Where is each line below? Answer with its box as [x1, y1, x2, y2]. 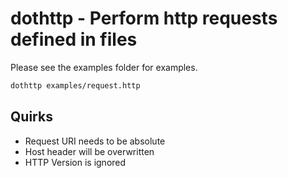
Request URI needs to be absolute [24, 135, 166, 147]
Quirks [10, 108, 53, 126]
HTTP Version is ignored [24, 156, 127, 168]
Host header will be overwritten [24, 145, 155, 157]
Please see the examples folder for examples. [10, 61, 198, 73]
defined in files [10, 28, 138, 51]
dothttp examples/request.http [10, 80, 141, 91]
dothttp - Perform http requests [10, 7, 278, 30]
